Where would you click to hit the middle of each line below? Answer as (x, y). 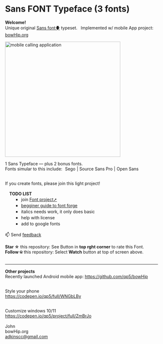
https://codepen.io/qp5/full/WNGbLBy (43, 296)
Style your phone (22, 291)
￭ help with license (35, 217)
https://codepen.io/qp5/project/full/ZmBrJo (48, 316)
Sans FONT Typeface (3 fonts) (67, 9)
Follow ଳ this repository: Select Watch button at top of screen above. (74, 252)
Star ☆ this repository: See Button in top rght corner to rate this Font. (75, 246)
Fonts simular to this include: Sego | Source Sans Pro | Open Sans (72, 169)
